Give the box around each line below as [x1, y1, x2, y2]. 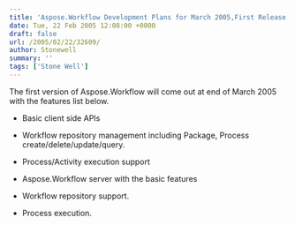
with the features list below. [9, 95, 110, 106]
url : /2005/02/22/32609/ [9, 37, 101, 47]
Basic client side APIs [21, 112, 101, 124]
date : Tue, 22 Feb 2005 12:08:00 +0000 [9, 21, 156, 30]
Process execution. [21, 207, 93, 218]
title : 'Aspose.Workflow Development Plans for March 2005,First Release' [9, 12, 291, 22]
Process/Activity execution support [21, 156, 150, 167]
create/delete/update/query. [21, 139, 125, 150]
